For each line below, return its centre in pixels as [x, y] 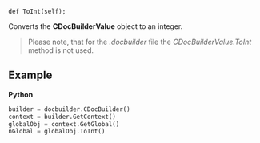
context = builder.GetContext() [62, 117]
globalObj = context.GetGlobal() [64, 124]
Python [21, 94]
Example [30, 75]
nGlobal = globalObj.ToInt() [57, 132]
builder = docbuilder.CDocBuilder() [69, 109]
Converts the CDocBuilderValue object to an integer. [96, 26]
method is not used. [61, 50]
